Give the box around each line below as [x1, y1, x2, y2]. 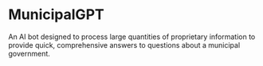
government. [8, 49, 50, 58]
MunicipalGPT [8, 6, 105, 24]
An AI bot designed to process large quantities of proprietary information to [8, 32, 256, 41]
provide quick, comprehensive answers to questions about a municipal [8, 40, 241, 49]
